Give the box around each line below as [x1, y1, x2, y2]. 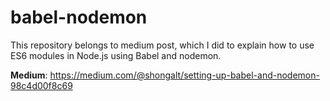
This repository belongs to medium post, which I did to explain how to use [10, 39, 315, 51]
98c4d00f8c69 [10, 79, 73, 91]
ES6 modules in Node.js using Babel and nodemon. [10, 49, 222, 61]
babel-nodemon [10, 6, 148, 29]
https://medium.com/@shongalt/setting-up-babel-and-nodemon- [49, 69, 320, 81]
